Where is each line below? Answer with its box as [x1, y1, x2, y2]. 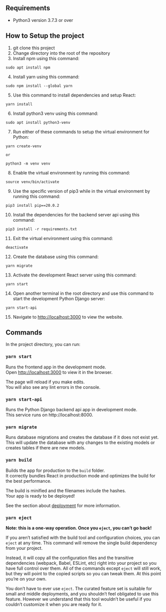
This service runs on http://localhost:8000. [5, 412, 93, 418]
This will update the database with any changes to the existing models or [5, 439, 155, 445]
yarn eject [5, 515, 32, 521]
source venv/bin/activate [5, 179, 59, 184]
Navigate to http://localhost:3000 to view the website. [12, 314, 123, 320]
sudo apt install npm [5, 65, 51, 70]
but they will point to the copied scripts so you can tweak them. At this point [5, 570, 161, 576]
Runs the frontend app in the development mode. [5, 364, 106, 370]
